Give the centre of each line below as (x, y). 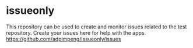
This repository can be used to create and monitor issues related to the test (96, 27)
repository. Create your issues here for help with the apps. (76, 32)
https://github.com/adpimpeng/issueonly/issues (64, 39)
